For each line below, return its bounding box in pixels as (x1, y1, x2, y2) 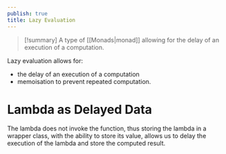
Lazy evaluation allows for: (7, 56, 84, 65)
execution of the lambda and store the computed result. (7, 139, 166, 148)
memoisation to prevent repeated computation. (17, 77, 151, 85)
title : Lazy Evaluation (7, 17, 76, 24)
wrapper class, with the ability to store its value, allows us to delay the (7, 132, 207, 140)
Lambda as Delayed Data (7, 101, 153, 117)
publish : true (7, 10, 48, 17)
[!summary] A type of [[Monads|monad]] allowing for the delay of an (23, 35, 220, 44)
